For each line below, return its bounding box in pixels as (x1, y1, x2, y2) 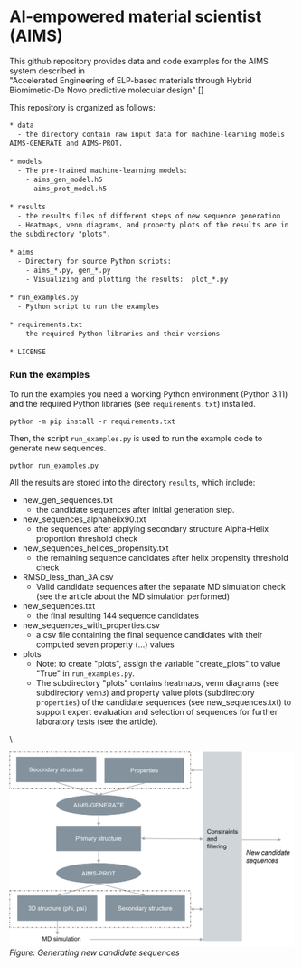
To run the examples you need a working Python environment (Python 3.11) (9, 389, 288, 400)
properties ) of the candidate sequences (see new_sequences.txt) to (35, 697, 292, 708)
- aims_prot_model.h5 (25, 184, 107, 193)
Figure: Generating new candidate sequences (9, 947, 180, 958)
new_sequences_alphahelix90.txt (22, 514, 146, 525)
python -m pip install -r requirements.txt (9, 417, 176, 427)
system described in (9, 65, 86, 76)
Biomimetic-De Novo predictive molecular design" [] (9, 84, 204, 95)
